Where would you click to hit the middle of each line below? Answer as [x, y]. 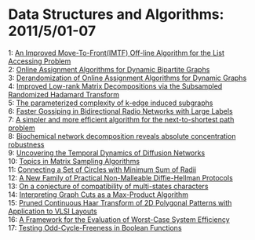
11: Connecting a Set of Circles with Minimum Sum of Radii [102, 169]
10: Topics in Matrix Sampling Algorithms [74, 161]
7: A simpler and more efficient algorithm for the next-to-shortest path [121, 119]
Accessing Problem [40, 61]
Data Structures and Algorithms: [116, 15]
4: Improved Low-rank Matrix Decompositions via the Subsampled [115, 86]
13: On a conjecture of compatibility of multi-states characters [108, 186]
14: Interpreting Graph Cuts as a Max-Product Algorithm [98, 195]
